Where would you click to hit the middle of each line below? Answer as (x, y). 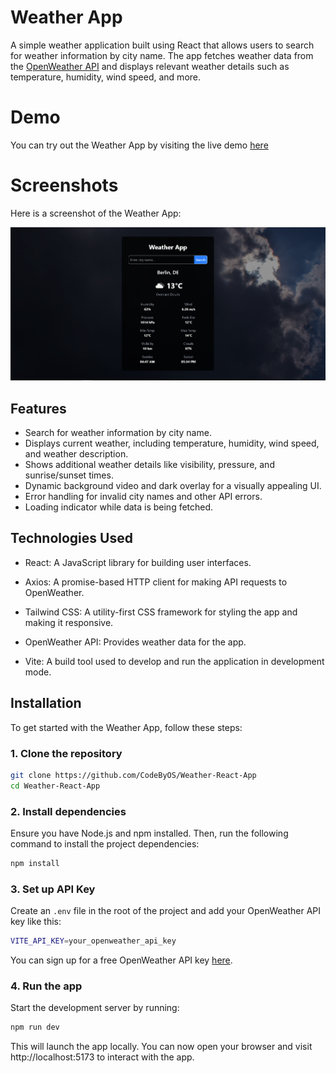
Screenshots (64, 185)
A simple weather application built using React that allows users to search (162, 45)
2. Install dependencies (68, 811)
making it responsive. (69, 622)
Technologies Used (71, 538)
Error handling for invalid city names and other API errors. (143, 496)
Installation (46, 703)
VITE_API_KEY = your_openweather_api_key (93, 941)
